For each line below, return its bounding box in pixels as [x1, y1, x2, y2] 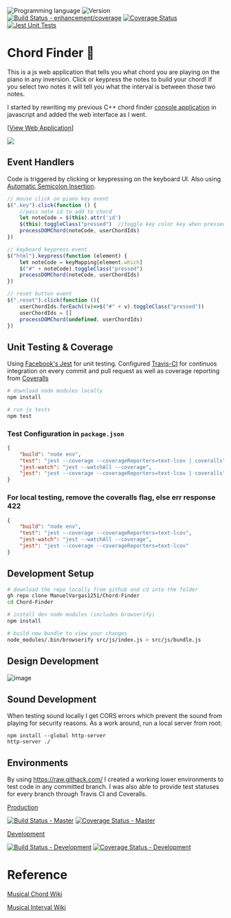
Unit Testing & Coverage [7, 341, 113, 353]
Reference [7, 867, 67, 883]
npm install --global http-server [7, 732, 107, 739]
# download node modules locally [7, 388, 103, 394]
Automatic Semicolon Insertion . [7, 182, 96, 190]
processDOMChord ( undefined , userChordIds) [19, 316, 143, 323]
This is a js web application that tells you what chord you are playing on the [7, 67, 220, 76]
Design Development [7, 656, 99, 667]
